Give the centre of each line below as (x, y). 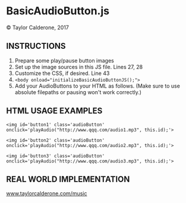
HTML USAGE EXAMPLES (54, 111)
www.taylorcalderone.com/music (47, 193)
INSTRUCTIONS (36, 46)
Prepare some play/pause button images (64, 60)
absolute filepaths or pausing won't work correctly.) (78, 92)
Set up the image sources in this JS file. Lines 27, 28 (79, 67)
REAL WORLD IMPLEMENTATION (68, 179)
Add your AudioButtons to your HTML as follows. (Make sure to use (97, 86)
